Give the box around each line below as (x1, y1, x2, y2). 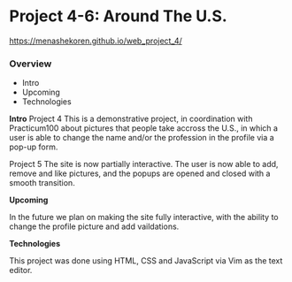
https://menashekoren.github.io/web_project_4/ (9, 35, 183, 46)
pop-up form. (9, 141, 58, 152)
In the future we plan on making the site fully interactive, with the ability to (9, 212, 279, 223)
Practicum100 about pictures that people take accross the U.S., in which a (9, 123, 279, 133)
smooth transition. (9, 178, 75, 188)
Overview (9, 57, 52, 70)
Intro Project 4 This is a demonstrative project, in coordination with (9, 113, 253, 125)
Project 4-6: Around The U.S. (9, 6, 227, 27)
